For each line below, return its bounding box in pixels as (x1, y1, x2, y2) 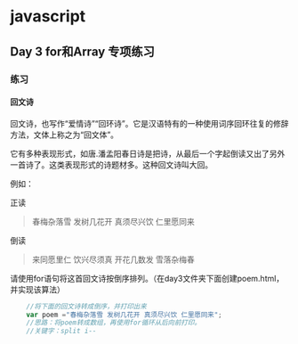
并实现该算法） (10, 283, 65, 295)
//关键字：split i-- (26, 327, 97, 336)
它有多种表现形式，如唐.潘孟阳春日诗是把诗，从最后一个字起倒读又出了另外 (10, 148, 286, 159)
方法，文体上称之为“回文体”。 (10, 129, 119, 140)
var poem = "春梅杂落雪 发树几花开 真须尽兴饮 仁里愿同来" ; (26, 310, 223, 319)
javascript (10, 6, 86, 27)
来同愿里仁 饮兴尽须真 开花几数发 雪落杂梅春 (31, 254, 195, 265)
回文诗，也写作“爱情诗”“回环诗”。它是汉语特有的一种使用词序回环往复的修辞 (10, 118, 289, 128)
